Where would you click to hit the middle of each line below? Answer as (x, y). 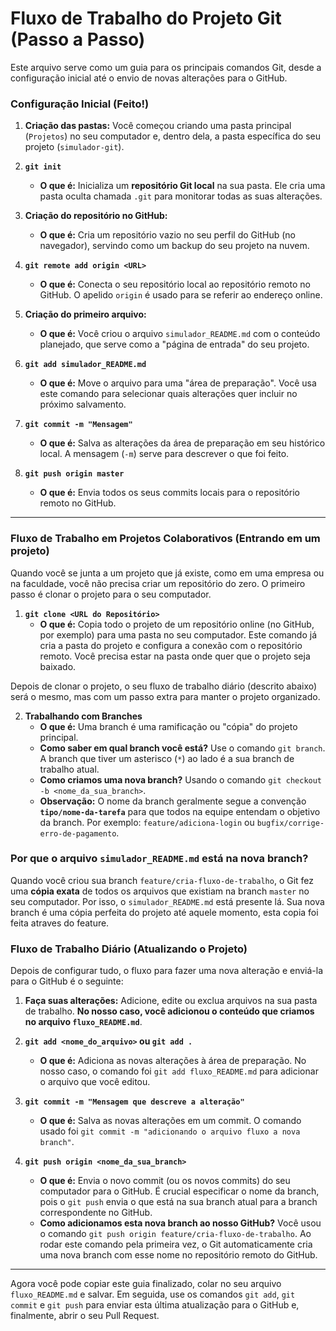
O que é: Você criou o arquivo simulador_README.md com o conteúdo (180, 334)
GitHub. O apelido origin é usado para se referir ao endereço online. (181, 295)
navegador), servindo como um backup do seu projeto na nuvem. (174, 246)
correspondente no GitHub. (96, 1213)
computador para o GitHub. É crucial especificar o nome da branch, (179, 1191)
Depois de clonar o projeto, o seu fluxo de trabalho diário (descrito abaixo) (164, 686)
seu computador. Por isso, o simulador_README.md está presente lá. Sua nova (167, 901)
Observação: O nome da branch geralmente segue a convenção (173, 801)
